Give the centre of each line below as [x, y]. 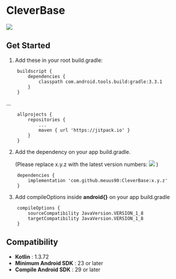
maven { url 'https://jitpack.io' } [84, 130]
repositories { [47, 120]
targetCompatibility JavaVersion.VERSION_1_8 [86, 218]
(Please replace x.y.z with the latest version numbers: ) [86, 164]
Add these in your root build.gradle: [59, 60]
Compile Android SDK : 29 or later [58, 269]
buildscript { [35, 71]
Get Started [28, 46]
